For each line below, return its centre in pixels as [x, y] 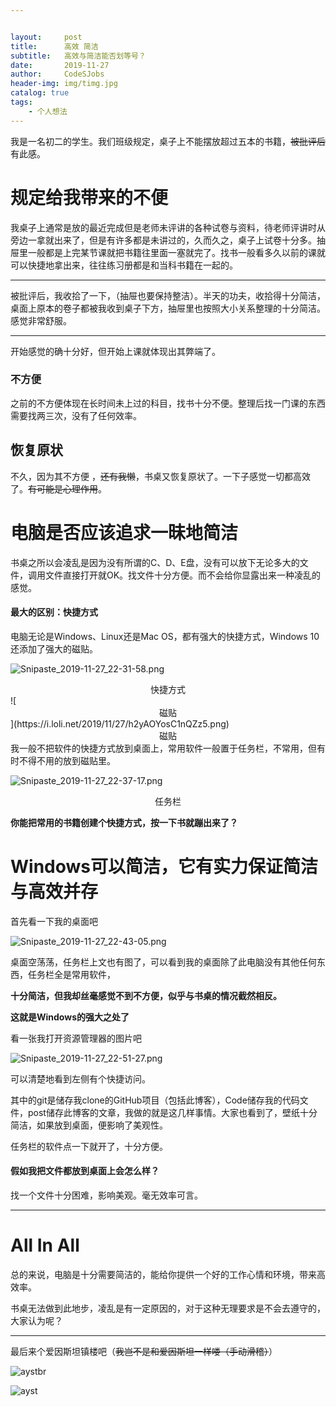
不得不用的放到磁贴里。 [67, 760]
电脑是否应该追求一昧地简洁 [124, 532]
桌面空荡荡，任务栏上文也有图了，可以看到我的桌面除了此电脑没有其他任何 [163, 962]
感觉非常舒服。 [41, 320]
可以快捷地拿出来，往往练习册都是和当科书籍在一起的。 [124, 265]
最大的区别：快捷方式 [54, 612]
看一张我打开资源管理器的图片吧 [76, 1038]
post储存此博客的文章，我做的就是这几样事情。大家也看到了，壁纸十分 [172, 1112]
